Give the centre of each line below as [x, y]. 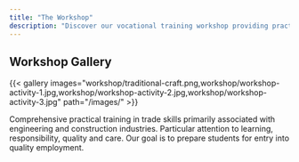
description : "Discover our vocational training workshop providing [139, 26]
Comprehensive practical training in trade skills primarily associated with [142, 119]
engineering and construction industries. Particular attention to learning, [141, 129]
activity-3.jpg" [35, 102]
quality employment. [47, 148]
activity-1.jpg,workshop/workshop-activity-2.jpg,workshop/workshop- [138, 93]
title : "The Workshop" [51, 17]
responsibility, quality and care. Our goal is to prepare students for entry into [149, 138]
